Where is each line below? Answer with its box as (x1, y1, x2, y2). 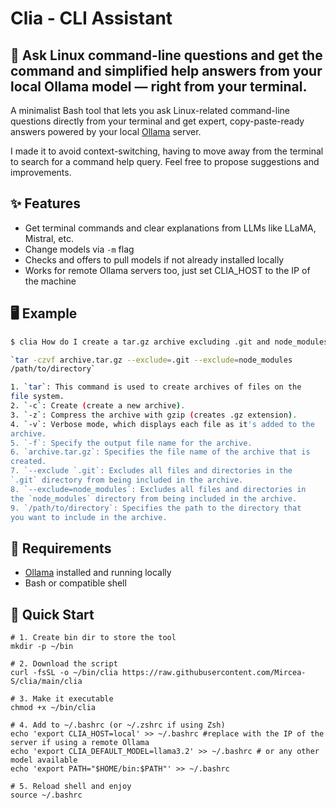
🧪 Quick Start (10, 606, 95, 623)
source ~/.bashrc (10, 790, 83, 800)
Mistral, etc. (24, 232, 74, 244)
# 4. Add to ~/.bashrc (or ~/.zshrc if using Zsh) (10, 720, 226, 730)
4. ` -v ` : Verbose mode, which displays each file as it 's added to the (10, 419, 315, 429)
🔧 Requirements (10, 540, 112, 557)
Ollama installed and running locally (24, 567, 172, 579)
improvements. (10, 167, 72, 178)
